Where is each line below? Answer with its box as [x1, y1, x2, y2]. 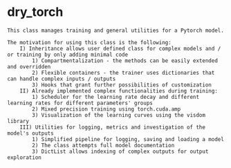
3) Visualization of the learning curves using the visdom [32, 111, 206, 118]
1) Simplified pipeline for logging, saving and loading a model [32, 136, 225, 142]
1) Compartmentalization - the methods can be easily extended [32, 57, 218, 64]
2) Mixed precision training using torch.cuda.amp [32, 105, 181, 113]
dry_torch [7, 4, 64, 20]
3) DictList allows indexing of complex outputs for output [32, 148, 209, 155]
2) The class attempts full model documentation [32, 142, 175, 149]
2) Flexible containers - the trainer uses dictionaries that [32, 69, 215, 76]
